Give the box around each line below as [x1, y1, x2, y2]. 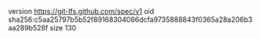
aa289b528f [8, 23, 49, 32]
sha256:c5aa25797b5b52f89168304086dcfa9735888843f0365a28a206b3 [8, 15, 253, 24]
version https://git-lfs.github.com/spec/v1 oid [8, 7, 155, 16]
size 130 [49, 23, 77, 32]
